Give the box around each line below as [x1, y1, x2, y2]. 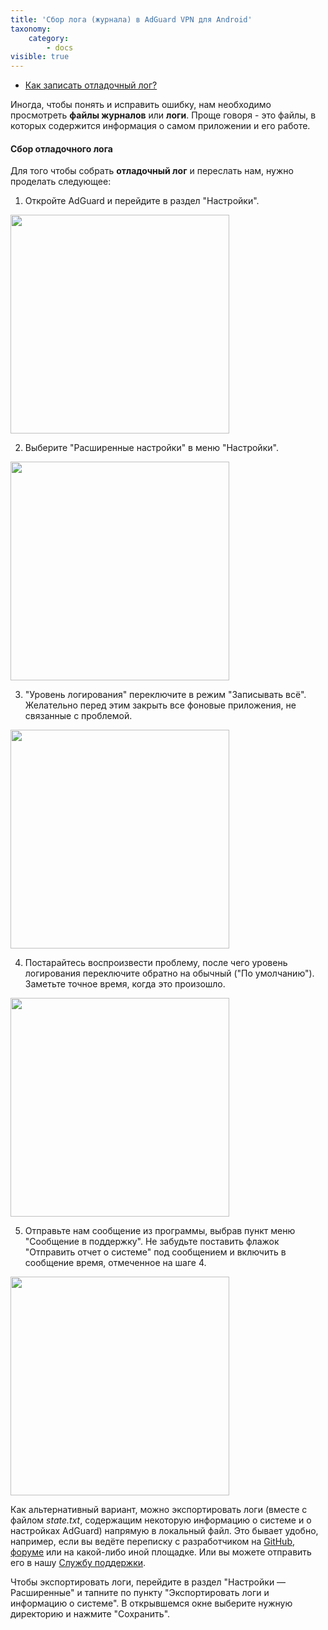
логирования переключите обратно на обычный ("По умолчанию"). [24, 967, 315, 980]
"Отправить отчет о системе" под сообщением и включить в [24, 1246, 287, 1258]
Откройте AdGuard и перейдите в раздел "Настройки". [24, 195, 260, 207]
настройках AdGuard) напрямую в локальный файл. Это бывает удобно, [10, 1525, 319, 1537]
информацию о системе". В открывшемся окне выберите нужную [10, 1597, 293, 1610]
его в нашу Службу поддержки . [10, 1557, 147, 1569]
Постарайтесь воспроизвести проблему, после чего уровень [24, 957, 288, 969]
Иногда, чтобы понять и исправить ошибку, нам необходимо [10, 99, 272, 111]
